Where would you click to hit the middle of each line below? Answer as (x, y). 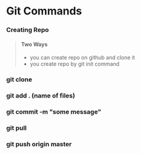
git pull (16, 128)
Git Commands (44, 11)
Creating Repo (28, 30)
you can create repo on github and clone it (82, 58)
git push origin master (39, 144)
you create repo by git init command (75, 64)
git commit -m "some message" (54, 112)
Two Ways (34, 44)
